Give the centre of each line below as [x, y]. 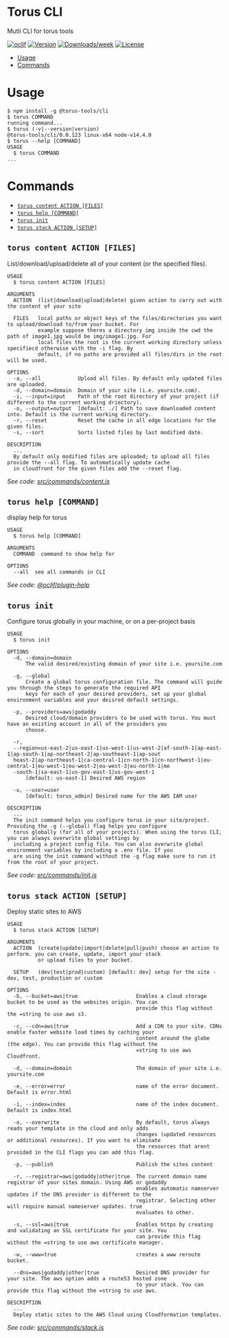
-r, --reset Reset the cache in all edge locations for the [114, 420]
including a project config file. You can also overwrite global [109, 844]
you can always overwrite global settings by [73, 839]
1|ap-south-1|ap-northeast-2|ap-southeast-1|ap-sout [84, 754]
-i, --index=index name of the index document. [116, 1104]
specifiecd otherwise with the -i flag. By [70, 348]
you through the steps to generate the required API [84, 688]
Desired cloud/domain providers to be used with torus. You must [120, 718]
